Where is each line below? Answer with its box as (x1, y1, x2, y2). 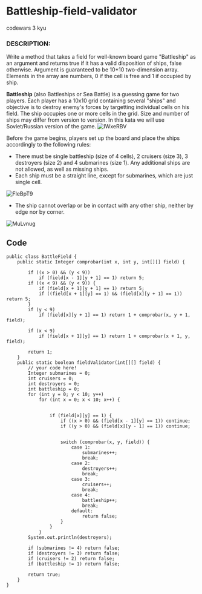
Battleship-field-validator (6, 4, 137, 18)
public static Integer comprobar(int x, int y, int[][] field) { (17, 259, 186, 265)
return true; (28, 572, 61, 578)
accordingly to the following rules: (6, 141, 91, 148)
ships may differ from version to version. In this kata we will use (6, 116, 165, 124)
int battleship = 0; (28, 386, 80, 392)
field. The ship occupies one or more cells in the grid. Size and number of (6, 110, 189, 117)
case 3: (71, 477, 91, 483)
